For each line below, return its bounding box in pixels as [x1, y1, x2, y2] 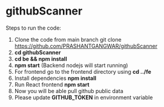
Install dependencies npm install [14, 74, 96, 82]
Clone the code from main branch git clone [14, 36, 122, 43]
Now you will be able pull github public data [14, 87, 123, 94]
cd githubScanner [14, 48, 61, 56]
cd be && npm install [14, 55, 67, 62]
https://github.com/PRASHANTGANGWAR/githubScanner [14, 42, 158, 50]
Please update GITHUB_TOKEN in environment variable [14, 94, 153, 101]
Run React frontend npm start [14, 80, 90, 88]
